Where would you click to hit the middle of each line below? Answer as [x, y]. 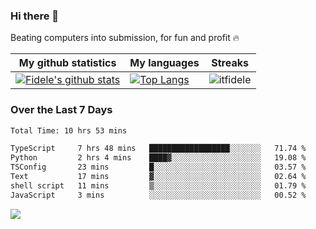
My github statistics [67, 63]
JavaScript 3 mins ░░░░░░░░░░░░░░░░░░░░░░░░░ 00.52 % [158, 195]
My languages [164, 63]
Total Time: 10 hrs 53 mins [69, 130]
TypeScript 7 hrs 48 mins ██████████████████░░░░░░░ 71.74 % [158, 149]
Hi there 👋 [35, 16]
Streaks [230, 63]
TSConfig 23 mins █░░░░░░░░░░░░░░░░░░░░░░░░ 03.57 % [158, 167]
